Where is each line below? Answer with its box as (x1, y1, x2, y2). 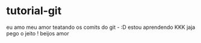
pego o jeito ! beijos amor (6, 29, 69, 37)
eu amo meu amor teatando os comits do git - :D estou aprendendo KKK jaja (6, 24, 196, 31)
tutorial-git (6, 4, 62, 18)
